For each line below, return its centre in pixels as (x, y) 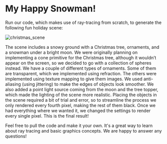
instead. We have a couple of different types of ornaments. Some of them (81, 68)
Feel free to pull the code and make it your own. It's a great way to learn (79, 126)
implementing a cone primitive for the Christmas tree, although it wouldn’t (81, 57)
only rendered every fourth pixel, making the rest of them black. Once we (81, 105)
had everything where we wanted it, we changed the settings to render (78, 111)
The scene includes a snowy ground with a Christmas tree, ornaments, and (82, 47)
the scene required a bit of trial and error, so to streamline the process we (81, 100)
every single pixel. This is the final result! (47, 116)
